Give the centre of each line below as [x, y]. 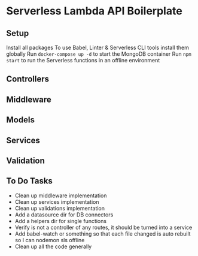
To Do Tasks [29, 181]
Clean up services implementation [57, 201]
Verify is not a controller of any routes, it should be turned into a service [103, 227]
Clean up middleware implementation [61, 195]
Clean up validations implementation [60, 208]
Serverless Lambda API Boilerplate [94, 11]
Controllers [28, 79]
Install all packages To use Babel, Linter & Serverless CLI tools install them [98, 47]
